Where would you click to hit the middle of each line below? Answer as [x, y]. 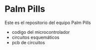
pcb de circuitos [28, 42]
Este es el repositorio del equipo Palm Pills [48, 23]
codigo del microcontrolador [41, 32]
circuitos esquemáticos [36, 37]
